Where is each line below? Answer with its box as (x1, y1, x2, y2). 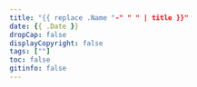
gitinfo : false (9, 64, 67, 73)
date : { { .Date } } (9, 22, 79, 31)
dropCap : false (9, 30, 67, 39)
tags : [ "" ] (9, 47, 51, 56)
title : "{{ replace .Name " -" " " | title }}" (9, 13, 189, 23)
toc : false (9, 55, 51, 64)
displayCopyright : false (9, 38, 103, 48)
